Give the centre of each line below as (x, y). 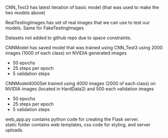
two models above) (25, 13)
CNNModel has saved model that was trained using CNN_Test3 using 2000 (84, 47)
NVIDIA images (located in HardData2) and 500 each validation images (80, 89)
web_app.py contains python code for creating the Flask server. (72, 119)
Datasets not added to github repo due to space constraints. (68, 38)
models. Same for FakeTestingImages (45, 28)
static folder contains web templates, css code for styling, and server (78, 125)
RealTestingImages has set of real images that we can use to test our (78, 23)
